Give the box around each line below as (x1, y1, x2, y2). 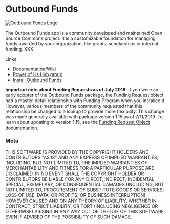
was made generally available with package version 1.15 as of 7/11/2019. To (5, 113, 163, 120)
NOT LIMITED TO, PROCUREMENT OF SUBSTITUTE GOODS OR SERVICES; (5, 187, 164, 193)
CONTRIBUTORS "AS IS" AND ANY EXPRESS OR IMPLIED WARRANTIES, (5, 154, 159, 161)
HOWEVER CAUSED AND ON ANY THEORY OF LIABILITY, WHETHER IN (5, 197, 157, 204)
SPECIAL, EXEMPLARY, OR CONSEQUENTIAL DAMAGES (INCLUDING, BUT (5, 182, 165, 188)
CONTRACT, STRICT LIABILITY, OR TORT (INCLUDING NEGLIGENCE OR (5, 203, 158, 209)
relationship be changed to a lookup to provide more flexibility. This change (5, 108, 164, 114)
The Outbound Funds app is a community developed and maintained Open (5, 30, 163, 36)
